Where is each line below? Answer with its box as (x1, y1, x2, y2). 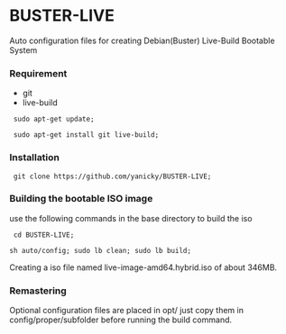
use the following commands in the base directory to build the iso (9, 212, 253, 223)
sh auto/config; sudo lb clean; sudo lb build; (9, 246, 192, 255)
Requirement (9, 67, 68, 79)
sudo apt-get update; (13, 114, 95, 124)
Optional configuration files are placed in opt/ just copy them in (9, 305, 244, 316)
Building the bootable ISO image (9, 193, 153, 205)
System (9, 44, 38, 55)
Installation (9, 151, 60, 164)
